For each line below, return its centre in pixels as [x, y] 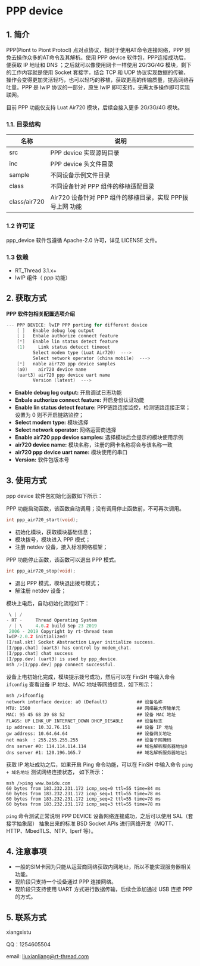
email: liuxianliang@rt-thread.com [48, 956]
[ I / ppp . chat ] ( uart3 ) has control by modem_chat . [69, 648]
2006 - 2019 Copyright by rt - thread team [61, 631]
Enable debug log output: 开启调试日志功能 [68, 393]
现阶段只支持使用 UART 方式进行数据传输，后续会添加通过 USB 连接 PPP [104, 889]
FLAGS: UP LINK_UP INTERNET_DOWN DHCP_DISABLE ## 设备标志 [84, 721]
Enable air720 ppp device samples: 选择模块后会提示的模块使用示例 [99, 438]
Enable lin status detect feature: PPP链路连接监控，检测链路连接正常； [103, 408]
